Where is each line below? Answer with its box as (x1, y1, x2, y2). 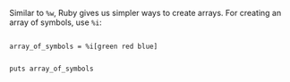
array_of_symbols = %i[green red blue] (9, 42, 158, 51)
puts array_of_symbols (9, 64, 94, 73)
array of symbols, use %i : (9, 17, 102, 28)
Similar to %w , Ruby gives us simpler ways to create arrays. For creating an (9, 8, 282, 18)
